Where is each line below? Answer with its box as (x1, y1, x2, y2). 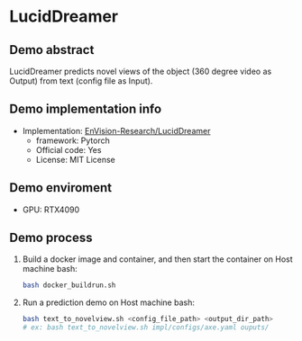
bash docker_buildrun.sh (22, 281, 116, 290)
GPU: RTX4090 (22, 204, 80, 215)
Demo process (9, 230, 93, 246)
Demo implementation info (9, 102, 162, 117)
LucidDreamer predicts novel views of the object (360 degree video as (9, 66, 272, 76)
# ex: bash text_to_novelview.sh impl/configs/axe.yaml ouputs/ (22, 323, 270, 332)
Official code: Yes (35, 144, 102, 155)
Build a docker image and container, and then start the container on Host (22, 254, 293, 265)
